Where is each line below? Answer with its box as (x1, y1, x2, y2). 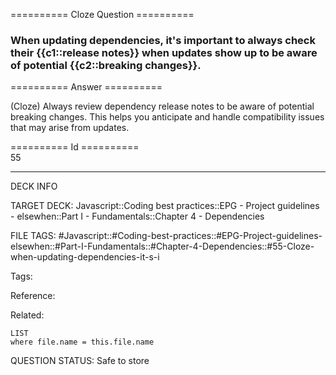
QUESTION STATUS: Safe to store (10, 355, 150, 367)
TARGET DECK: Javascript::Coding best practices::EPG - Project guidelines (10, 200, 320, 212)
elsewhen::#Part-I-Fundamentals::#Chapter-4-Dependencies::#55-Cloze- (10, 240, 315, 253)
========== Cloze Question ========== (10, 9, 195, 20)
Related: (10, 309, 45, 321)
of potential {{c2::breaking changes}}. (10, 58, 202, 72)
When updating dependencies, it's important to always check (10, 33, 316, 47)
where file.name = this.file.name (10, 337, 155, 348)
